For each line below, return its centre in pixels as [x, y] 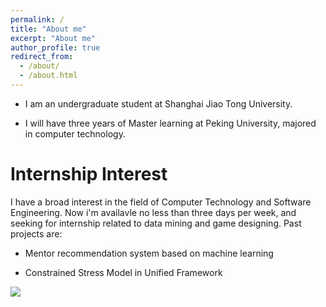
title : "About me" [48, 29]
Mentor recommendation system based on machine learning [149, 253]
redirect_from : [42, 57]
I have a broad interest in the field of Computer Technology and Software [161, 202]
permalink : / [37, 19]
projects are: [36, 233]
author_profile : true [55, 47]
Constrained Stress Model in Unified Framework [123, 272]
